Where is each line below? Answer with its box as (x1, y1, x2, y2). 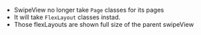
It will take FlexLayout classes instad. (13, 13, 121, 21)
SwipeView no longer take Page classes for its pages (13, 6, 164, 14)
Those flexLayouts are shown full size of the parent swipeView (13, 21, 194, 28)
